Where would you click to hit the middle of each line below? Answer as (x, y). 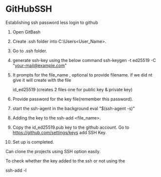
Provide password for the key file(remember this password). (73, 99)
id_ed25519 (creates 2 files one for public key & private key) (72, 89)
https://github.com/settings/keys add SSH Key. (59, 132)
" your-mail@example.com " (40, 65)
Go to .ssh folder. (30, 51)
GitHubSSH (29, 9)
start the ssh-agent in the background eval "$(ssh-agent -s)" (74, 108)
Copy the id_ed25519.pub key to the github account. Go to (71, 127)
